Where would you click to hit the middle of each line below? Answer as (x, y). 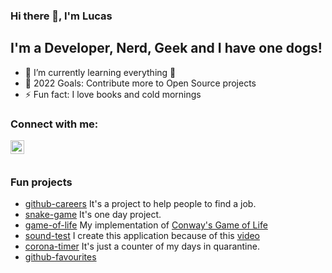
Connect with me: (54, 124)
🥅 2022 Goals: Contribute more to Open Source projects (140, 83)
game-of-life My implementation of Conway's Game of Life (146, 225)
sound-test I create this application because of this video (142, 236)
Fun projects (41, 182)
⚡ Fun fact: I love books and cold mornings (113, 94)
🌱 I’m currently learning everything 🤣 (100, 72)
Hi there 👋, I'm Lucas (61, 16)
